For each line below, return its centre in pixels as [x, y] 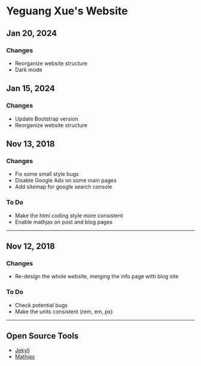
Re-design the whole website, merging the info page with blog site [97, 277]
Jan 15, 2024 [31, 88]
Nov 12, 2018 [31, 246]
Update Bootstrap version [47, 119]
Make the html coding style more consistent [69, 215]
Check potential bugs [41, 305]
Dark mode [29, 70]
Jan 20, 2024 [32, 33]
